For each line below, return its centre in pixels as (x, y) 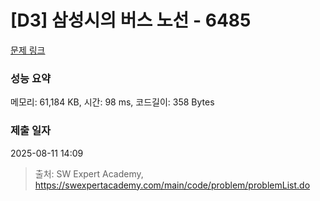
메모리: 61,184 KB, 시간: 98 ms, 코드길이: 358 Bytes (112, 102)
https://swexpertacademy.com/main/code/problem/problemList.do (172, 185)
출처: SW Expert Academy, (89, 173)
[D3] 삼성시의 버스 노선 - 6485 (131, 20)
